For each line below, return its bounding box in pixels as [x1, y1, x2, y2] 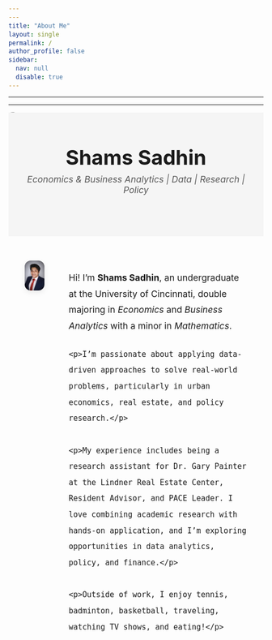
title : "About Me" [8, 21, 70, 30]
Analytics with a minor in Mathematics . [68, 320, 232, 332]
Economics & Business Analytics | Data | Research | [27, 173, 245, 185]
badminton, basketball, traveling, [68, 606, 220, 616]
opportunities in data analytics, [68, 542, 215, 552]
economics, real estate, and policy [68, 397, 224, 407]
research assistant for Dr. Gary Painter [68, 462, 247, 472]
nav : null [15, 65, 49, 73]
